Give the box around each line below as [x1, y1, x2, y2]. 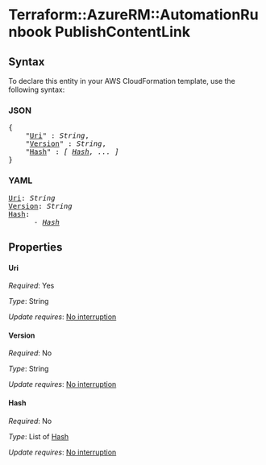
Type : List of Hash [8, 431, 69, 441]
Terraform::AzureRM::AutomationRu [8, 6, 260, 24]
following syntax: [8, 85, 65, 94]
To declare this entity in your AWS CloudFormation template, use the [8, 77, 235, 85]
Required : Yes [8, 280, 55, 291]
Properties [8, 240, 63, 254]
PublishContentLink [55, 23, 191, 41]
